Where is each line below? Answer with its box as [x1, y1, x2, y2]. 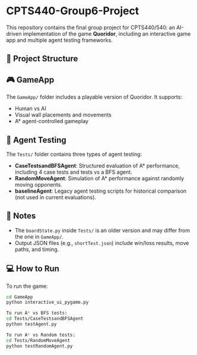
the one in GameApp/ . [14, 233, 64, 240]
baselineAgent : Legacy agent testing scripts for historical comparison [14, 187, 187, 194]
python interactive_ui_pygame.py [6, 299, 89, 306]
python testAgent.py [6, 321, 58, 328]
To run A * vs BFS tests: [6, 310, 68, 316]
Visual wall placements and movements [14, 111, 112, 118]
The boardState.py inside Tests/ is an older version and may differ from [14, 227, 190, 234]
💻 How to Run [6, 263, 59, 274]
